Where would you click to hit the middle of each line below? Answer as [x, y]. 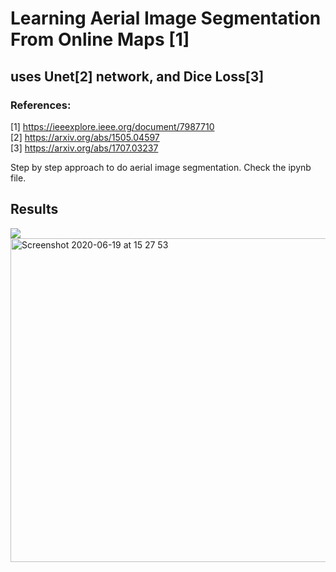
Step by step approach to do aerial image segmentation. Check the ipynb [161, 167]
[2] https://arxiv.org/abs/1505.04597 [85, 137]
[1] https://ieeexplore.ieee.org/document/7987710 [112, 126]
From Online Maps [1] [100, 39]
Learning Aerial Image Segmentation [166, 18]
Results [34, 209]
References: [41, 105]
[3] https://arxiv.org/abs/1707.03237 [84, 148]
